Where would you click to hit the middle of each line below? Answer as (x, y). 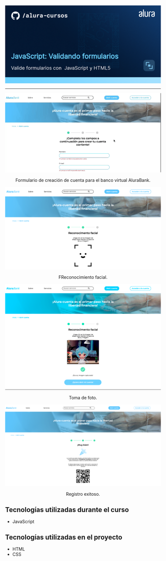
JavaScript (23, 521)
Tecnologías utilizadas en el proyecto (64, 537)
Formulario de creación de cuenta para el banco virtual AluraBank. (83, 180)
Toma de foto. (83, 397)
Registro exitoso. (83, 494)
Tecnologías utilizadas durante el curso (67, 510)
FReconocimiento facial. (83, 277)
